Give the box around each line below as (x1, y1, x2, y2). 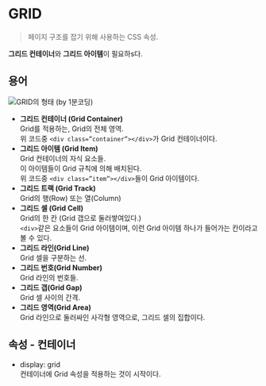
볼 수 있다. (19, 233, 52, 242)
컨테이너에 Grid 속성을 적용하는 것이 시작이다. (19, 369, 161, 378)
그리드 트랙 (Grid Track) (19, 183, 97, 193)
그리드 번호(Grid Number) (19, 263, 103, 272)
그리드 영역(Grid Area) (19, 303, 91, 312)
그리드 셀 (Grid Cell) (19, 203, 83, 213)
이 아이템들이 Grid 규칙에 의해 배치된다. (19, 164, 142, 173)
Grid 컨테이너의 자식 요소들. (19, 153, 106, 163)
